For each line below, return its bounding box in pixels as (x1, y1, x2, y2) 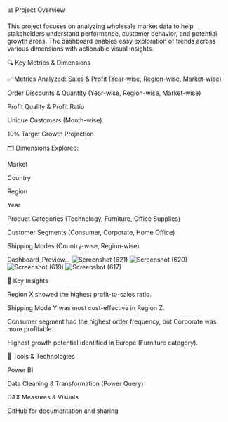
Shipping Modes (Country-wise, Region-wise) (7, 242, 140, 250)
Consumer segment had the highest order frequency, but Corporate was (7, 317, 217, 326)
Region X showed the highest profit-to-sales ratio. (7, 290, 152, 298)
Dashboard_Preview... (7, 255, 70, 264)
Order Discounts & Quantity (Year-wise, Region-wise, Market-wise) (7, 89, 201, 97)
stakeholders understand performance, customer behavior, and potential (7, 30, 217, 37)
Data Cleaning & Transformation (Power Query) (7, 379, 144, 388)
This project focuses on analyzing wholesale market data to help (7, 22, 194, 30)
